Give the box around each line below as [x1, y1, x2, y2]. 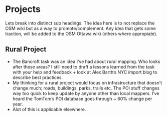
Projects [5, 3, 41, 15]
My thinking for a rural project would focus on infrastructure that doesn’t [12, 79, 162, 85]
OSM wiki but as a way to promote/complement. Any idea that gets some [5, 25, 156, 31]
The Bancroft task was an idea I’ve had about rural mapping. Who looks [12, 58, 160, 64]
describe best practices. [12, 74, 63, 80]
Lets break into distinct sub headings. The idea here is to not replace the [5, 20, 155, 26]
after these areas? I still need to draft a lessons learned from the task [12, 63, 155, 69]
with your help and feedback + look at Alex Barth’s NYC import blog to [12, 69, 157, 75]
